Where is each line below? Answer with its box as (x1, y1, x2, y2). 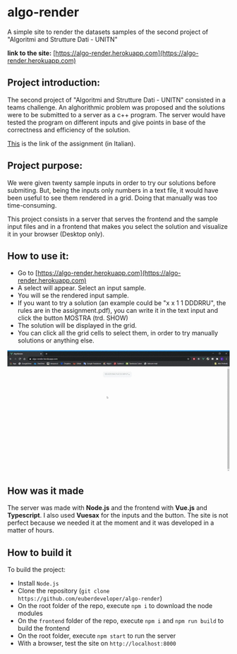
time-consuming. (7, 201, 57, 209)
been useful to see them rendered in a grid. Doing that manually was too (7, 194, 217, 202)
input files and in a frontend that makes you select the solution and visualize (7, 222, 228, 230)
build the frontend (17, 624, 71, 633)
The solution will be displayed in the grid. (17, 321, 138, 330)
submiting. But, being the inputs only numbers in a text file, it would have (7, 186, 219, 194)
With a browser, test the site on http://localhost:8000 (17, 639, 176, 648)
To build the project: (7, 566, 66, 574)
